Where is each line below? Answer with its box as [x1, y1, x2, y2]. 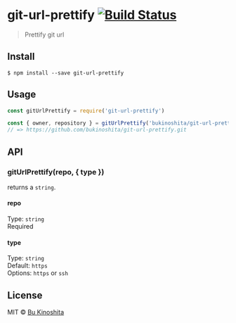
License [7, 289, 43, 301]
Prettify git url [24, 30, 65, 39]
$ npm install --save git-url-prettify [7, 69, 124, 77]
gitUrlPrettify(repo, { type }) [7, 167, 105, 177]
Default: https [7, 261, 48, 270]
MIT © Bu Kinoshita [7, 308, 65, 317]
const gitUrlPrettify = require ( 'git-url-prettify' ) [7, 107, 165, 114]
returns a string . [7, 183, 56, 191]
